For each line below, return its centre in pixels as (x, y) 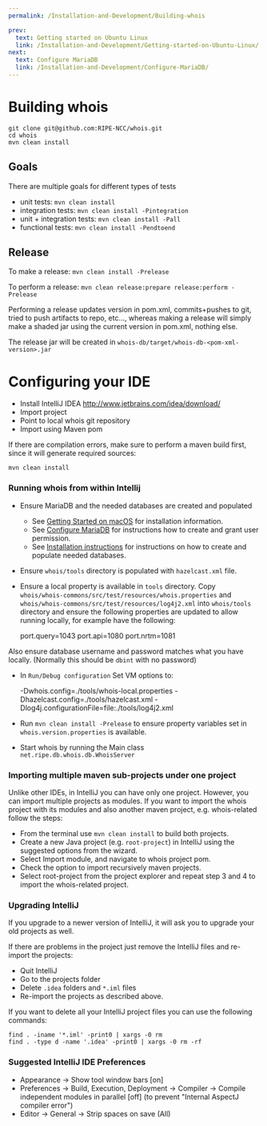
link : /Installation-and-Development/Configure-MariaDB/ (112, 68)
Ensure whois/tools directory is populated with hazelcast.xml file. (128, 570)
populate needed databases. (79, 555)
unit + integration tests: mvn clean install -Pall (100, 219)
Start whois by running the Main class (82, 747)
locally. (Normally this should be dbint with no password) (103, 660)
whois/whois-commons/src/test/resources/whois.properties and (126, 594)
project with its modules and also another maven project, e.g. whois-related (133, 809)
